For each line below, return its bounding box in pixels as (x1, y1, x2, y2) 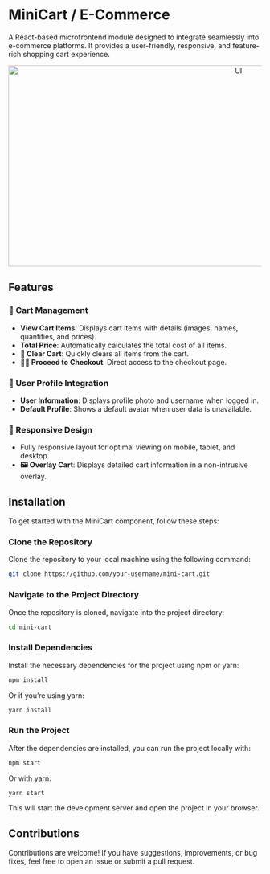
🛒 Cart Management (8, 305, 88, 316)
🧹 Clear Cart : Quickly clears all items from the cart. (19, 348, 190, 359)
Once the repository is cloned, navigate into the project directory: (8, 607, 225, 617)
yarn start (8, 789, 45, 797)
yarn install (8, 706, 52, 714)
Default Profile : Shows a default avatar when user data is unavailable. (19, 404, 252, 413)
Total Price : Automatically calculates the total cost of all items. (19, 340, 227, 350)
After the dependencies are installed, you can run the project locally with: (8, 743, 252, 753)
